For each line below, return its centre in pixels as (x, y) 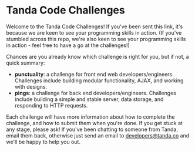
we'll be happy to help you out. (43, 142)
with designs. (31, 86)
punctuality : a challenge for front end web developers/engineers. (94, 74)
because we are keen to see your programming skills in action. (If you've (94, 32)
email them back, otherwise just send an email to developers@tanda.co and (98, 135)
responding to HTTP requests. (51, 105)
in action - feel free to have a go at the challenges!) (68, 45)
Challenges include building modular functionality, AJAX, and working (99, 80)
